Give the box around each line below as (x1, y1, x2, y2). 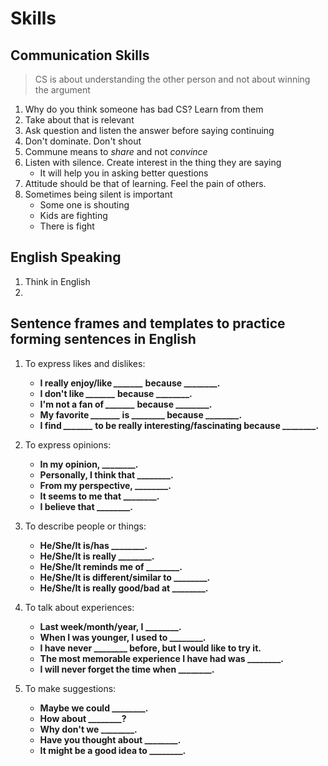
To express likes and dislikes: (24, 357, 146, 369)
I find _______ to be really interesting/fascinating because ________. (39, 419, 320, 431)
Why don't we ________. (39, 723, 138, 735)
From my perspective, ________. (39, 479, 172, 491)
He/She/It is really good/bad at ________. (39, 582, 209, 594)
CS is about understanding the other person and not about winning (34, 73, 311, 85)
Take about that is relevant (24, 114, 135, 126)
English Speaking (10, 249, 122, 266)
